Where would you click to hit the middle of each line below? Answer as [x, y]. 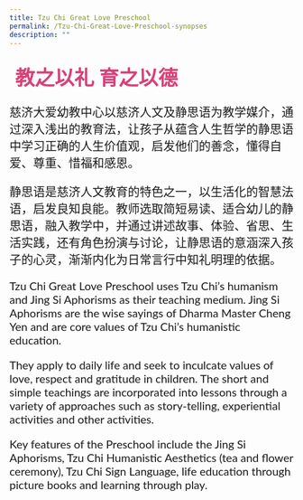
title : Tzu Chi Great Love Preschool [80, 18]
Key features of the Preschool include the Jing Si [128, 444]
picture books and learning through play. [109, 485]
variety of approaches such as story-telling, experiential [145, 406]
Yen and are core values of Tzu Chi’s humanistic [125, 327]
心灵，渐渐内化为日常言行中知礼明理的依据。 [157, 260]
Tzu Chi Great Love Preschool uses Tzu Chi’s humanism [144, 286]
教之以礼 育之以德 [96, 79]
